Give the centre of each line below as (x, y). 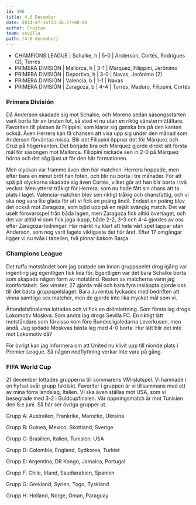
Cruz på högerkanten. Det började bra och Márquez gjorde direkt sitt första (97, 146)
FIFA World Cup (29, 366)
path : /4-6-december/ (32, 39)
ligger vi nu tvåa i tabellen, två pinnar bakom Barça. (68, 238)
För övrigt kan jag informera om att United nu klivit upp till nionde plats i (92, 345)
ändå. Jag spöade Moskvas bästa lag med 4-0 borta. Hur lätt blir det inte (94, 328)
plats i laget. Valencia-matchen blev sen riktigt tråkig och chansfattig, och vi (97, 195)
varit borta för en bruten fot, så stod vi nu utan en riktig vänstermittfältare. (95, 121)
